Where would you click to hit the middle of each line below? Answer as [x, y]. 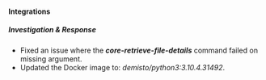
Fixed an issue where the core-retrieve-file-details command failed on [139, 50]
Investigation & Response [53, 30]
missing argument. [51, 59]
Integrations [30, 11]
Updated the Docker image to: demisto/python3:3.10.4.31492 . [122, 67]
